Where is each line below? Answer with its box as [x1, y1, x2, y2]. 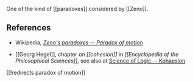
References [6, 22, 51, 33]
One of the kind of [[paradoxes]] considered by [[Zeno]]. [6, 5, 149, 12]
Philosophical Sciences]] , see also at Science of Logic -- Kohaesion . [15, 57, 188, 64]
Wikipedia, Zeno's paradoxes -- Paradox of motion [15, 39, 143, 46]
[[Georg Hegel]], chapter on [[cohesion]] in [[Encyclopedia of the [15, 50, 179, 58]
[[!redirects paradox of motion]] [6, 69, 86, 76]
